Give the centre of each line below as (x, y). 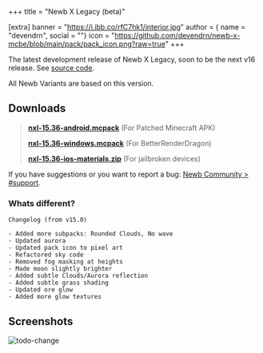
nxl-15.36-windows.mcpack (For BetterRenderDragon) (120, 143)
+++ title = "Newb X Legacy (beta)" (67, 12)
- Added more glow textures (55, 297)
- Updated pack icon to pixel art (66, 248)
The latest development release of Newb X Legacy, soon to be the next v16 (132, 59)
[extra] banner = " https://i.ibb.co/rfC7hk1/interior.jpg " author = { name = (127, 27)
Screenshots (41, 321)
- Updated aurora (37, 241)
